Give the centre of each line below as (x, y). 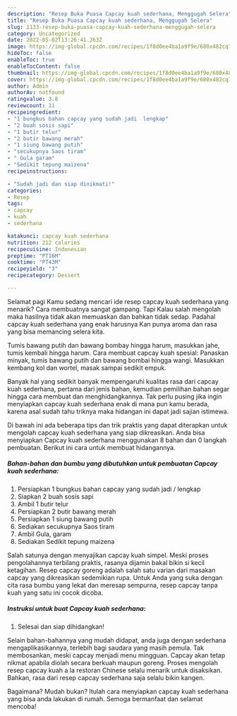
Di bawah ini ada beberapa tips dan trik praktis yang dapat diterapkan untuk (117, 425)
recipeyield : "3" (33, 269)
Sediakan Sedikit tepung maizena (66, 541)
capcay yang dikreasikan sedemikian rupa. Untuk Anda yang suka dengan (115, 577)
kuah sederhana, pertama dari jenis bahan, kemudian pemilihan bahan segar (119, 389)
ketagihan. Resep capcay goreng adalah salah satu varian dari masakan (111, 570)
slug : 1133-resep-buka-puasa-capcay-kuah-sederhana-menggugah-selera (112, 27)
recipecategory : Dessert (44, 276)
